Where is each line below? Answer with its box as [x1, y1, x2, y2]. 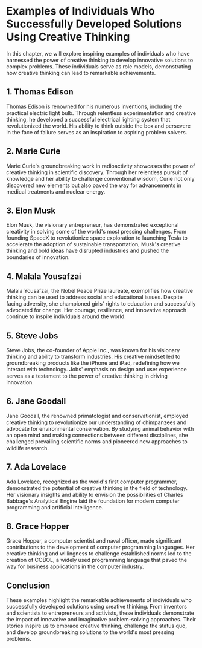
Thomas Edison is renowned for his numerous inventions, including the [6, 103, 183, 110]
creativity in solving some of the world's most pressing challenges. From [6, 228, 187, 235]
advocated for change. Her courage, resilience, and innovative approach [6, 307, 187, 314]
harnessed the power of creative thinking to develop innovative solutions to [6, 56, 194, 64]
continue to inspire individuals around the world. [6, 313, 126, 320]
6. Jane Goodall [6, 396, 66, 407]
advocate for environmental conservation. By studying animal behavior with [6, 425, 194, 432]
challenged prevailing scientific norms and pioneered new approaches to [6, 437, 188, 445]
